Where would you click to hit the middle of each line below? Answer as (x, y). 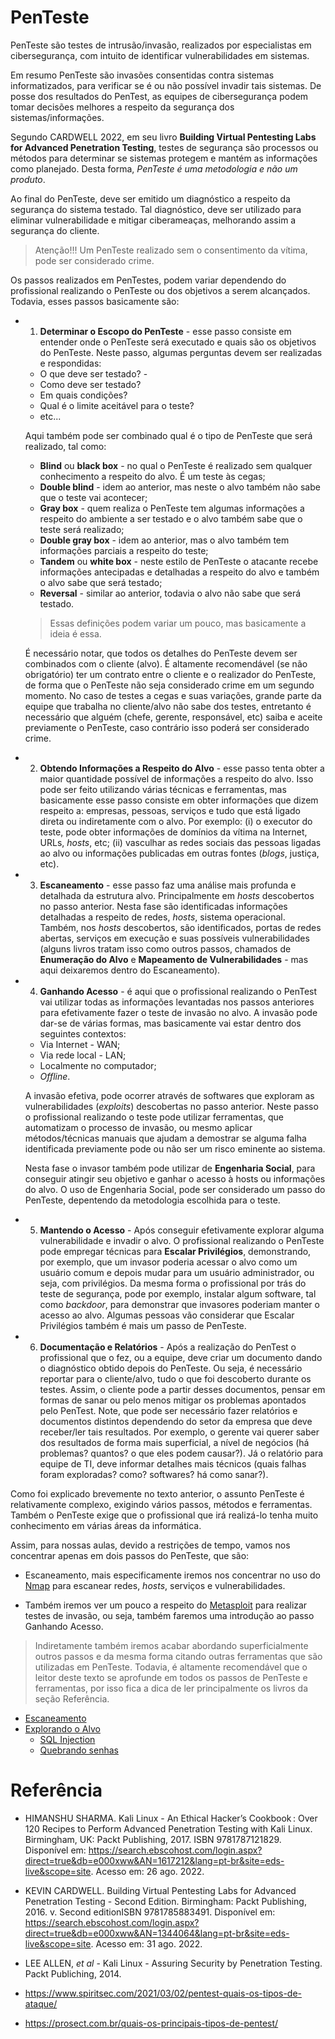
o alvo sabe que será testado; (101, 582)
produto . (28, 179)
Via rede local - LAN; (83, 1055)
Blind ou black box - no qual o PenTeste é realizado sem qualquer (176, 465)
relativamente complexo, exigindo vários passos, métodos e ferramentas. (161, 1504)
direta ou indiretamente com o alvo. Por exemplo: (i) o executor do (176, 821)
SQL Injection (67, 1739)
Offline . (55, 1076)
